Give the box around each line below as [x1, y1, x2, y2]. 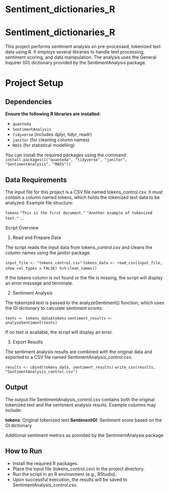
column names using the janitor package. [5, 250, 91, 256]
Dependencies [5, 97, 52, 106]
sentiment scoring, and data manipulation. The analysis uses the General [5, 54, 156, 60]
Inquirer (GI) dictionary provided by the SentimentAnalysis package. [5, 60, 146, 66]
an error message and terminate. [5, 280, 74, 286]
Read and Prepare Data [12, 234, 62, 240]
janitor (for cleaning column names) [12, 137, 90, 143]
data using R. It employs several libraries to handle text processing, [5, 49, 145, 55]
